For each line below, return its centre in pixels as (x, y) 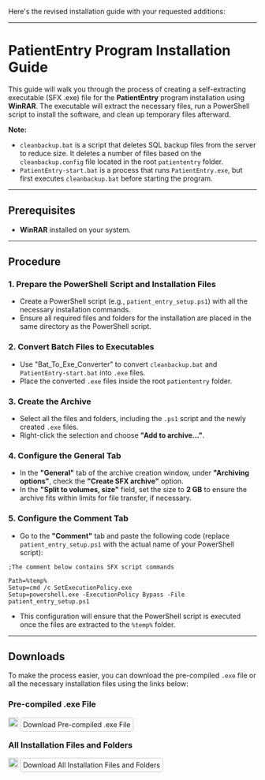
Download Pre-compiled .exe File (77, 724)
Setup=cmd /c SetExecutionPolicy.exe (70, 588)
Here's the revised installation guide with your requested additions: (117, 11)
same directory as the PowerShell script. (86, 327)
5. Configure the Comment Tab (68, 518)
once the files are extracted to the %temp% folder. (97, 624)
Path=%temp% (28, 580)
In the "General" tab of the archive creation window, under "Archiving (134, 473)
